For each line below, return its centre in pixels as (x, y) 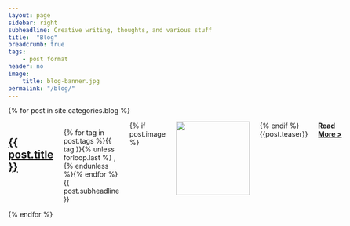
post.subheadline (91, 191)
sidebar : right (33, 23)
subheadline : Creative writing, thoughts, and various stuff (110, 30)
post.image (148, 134)
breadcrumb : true (36, 45)
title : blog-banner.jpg (61, 81)
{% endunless (86, 166)
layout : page (29, 15)
